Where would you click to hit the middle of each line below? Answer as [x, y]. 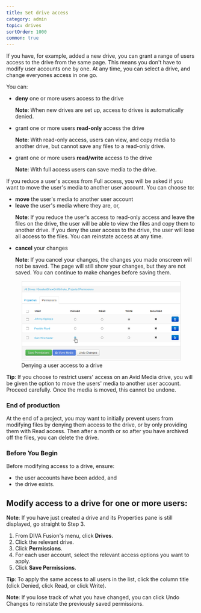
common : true [23, 38]
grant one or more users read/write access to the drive [83, 158]
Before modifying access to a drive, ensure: [60, 466]
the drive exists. [35, 484]
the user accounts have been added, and [66, 478]
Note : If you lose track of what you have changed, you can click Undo [93, 597]
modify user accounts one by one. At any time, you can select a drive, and [98, 69]
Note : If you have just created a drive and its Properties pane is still [89, 518]
